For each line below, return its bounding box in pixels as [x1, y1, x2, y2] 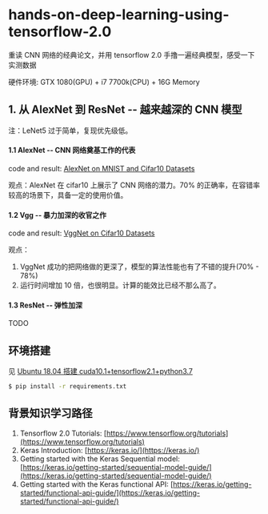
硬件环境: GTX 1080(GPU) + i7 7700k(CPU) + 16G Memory [8, 77, 200, 86]
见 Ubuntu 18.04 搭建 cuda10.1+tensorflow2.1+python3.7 [8, 367, 194, 376]
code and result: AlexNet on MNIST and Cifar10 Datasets [8, 163, 195, 173]
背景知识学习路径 [8, 407, 93, 420]
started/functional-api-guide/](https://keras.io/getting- [19, 488, 201, 497]
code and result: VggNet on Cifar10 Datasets [8, 228, 155, 238]
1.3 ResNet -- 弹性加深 [8, 300, 82, 310]
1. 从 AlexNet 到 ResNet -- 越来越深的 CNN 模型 [8, 102, 242, 117]
